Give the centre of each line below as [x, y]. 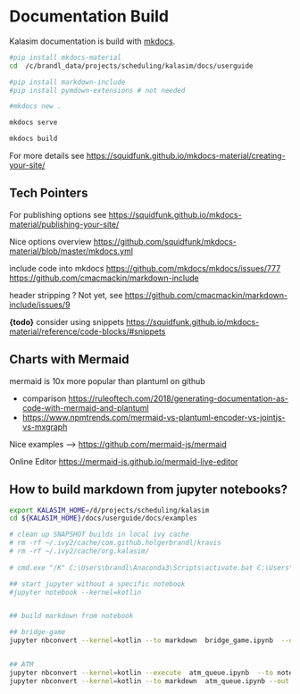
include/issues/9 [40, 305]
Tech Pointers [49, 193]
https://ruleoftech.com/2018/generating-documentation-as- [178, 398]
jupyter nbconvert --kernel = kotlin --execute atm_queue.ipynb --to [142, 673]
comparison [44, 398]
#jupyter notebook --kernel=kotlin [75, 592]
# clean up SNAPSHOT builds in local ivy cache [100, 535]
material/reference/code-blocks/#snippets [87, 331]
